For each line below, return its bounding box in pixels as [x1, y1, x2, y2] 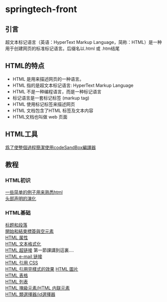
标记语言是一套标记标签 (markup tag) [12, 95, 90, 101]
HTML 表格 [5, 272, 28, 278]
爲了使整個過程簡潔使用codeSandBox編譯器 [5, 144, 96, 150]
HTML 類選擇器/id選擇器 [5, 291, 55, 297]
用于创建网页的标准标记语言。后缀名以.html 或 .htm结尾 [5, 45, 120, 51]
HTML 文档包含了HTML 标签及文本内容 [12, 107, 94, 113]
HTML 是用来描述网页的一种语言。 [12, 76, 84, 82]
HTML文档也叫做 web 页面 [12, 113, 68, 119]
